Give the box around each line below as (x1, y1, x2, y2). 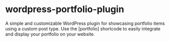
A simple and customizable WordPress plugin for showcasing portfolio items (5, 20, 165, 26)
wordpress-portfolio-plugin (5, 4, 125, 15)
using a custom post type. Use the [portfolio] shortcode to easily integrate (5, 25, 161, 31)
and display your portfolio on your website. (5, 31, 95, 37)
